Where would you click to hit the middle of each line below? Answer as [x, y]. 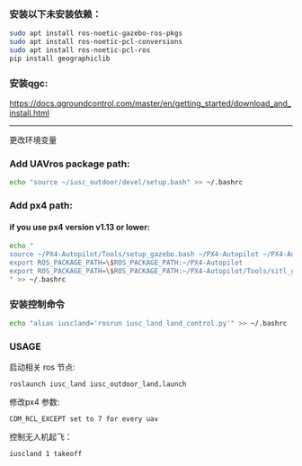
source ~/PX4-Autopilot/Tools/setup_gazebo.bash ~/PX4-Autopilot [134, 255]
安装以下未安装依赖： [55, 13]
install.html [29, 113]
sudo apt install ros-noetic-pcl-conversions [96, 42]
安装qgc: [29, 83]
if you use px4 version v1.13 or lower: [80, 227]
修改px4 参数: [35, 402]
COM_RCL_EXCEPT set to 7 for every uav [84, 419]
